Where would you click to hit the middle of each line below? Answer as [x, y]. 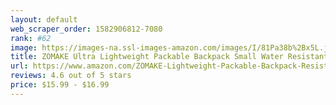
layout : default [44, 19]
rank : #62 [31, 38]
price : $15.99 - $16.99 [60, 85]
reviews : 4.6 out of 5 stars [71, 76]
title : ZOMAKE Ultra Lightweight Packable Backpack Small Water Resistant [169, 57]
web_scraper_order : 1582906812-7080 [86, 29]
